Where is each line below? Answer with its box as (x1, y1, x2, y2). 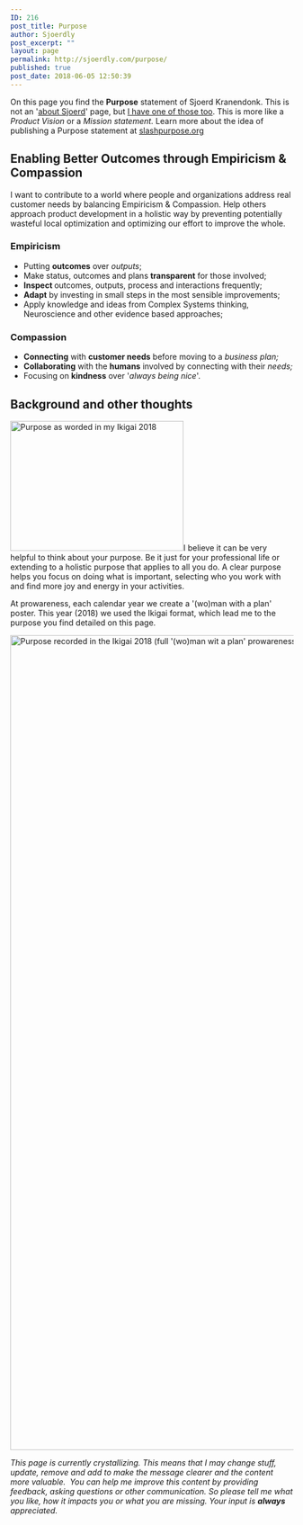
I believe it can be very (183, 542, 268, 553)
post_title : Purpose (10, 22, 88, 31)
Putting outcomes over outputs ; (22, 260, 142, 271)
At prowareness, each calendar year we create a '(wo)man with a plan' (10, 597, 272, 608)
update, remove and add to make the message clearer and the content (10, 1467, 273, 1477)
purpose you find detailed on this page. (10, 617, 156, 628)
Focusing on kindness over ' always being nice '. (22, 371, 201, 381)
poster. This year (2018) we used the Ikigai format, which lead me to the (10, 607, 277, 618)
